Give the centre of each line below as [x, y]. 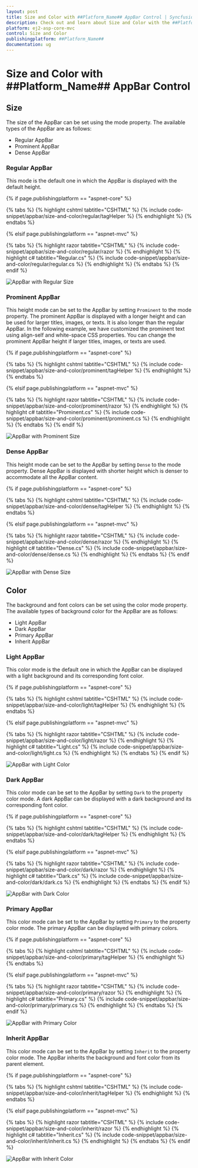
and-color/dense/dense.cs [38, 554]
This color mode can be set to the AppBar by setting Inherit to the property [98, 1051]
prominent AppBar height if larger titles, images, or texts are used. [86, 341]
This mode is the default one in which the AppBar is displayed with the [92, 181]
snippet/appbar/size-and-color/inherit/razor [60, 1128]
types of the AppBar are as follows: [49, 128]
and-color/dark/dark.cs [34, 882]
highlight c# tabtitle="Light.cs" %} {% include [62, 746]
